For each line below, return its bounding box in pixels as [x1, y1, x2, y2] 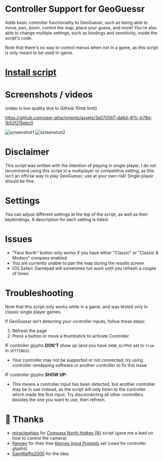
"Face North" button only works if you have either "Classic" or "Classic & [12, 250, 159, 256]
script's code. [5, 35, 33, 41]
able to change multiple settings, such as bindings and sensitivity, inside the [5, 30, 158, 36]
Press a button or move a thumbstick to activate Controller [12, 333, 129, 339]
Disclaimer [5, 146, 50, 158]
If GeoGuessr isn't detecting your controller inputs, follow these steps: [5, 318, 146, 324]
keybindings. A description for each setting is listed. [5, 216, 109, 222]
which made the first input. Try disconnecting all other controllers [12, 391, 144, 397]
